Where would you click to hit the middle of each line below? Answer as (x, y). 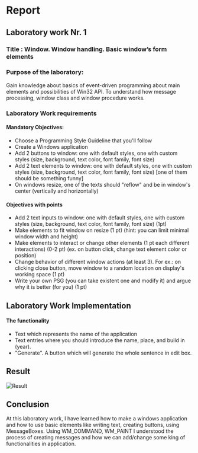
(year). (23, 346)
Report (23, 10)
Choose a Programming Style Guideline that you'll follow (83, 141)
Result (18, 371)
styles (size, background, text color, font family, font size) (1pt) (91, 224)
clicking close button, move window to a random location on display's (100, 268)
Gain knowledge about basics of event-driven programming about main (93, 85)
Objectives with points (35, 205)
